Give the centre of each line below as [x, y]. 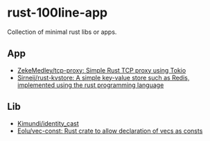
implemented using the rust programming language [90, 85]
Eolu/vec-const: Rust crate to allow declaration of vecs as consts [110, 131]
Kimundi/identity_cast [48, 123]
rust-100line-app [58, 13]
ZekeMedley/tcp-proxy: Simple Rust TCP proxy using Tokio [102, 70]
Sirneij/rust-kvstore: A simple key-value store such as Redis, [103, 77]
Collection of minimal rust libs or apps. [62, 32]
